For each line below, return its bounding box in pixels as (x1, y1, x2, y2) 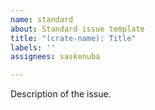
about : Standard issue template (10, 24, 145, 34)
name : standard (10, 14, 74, 25)
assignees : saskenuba (10, 52, 101, 62)
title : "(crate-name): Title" (10, 33, 137, 43)
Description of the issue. (10, 88, 112, 100)
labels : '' (10, 42, 56, 53)
